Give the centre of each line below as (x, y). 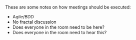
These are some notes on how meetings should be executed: (68, 7)
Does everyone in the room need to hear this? (59, 32)
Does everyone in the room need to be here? (58, 27)
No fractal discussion (34, 22)
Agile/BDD (23, 17)
